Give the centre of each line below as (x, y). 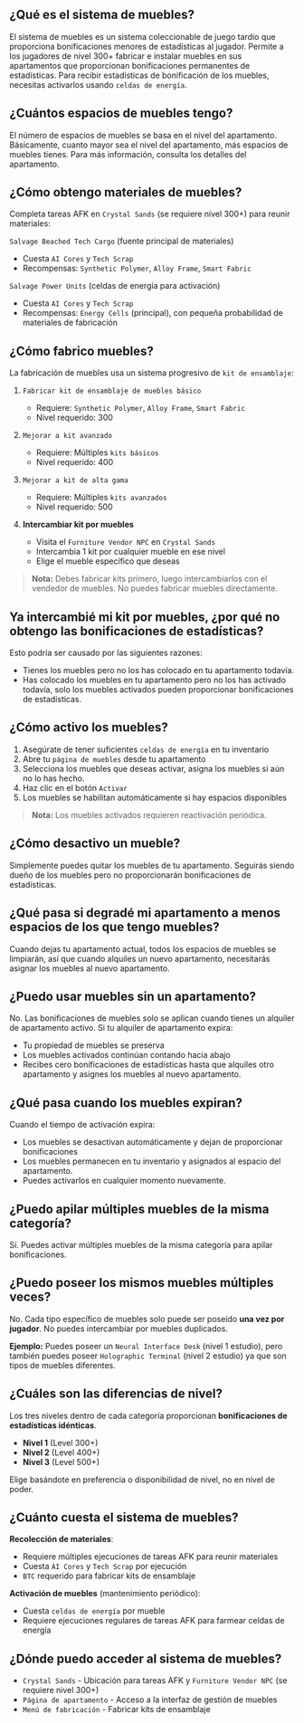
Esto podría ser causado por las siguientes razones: (106, 653)
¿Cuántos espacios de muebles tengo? (121, 114)
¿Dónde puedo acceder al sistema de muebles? (146, 1658)
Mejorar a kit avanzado (67, 436)
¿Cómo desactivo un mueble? (95, 844)
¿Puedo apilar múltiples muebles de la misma (139, 1209)
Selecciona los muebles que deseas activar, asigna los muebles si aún (153, 768)
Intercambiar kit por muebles (78, 525)
